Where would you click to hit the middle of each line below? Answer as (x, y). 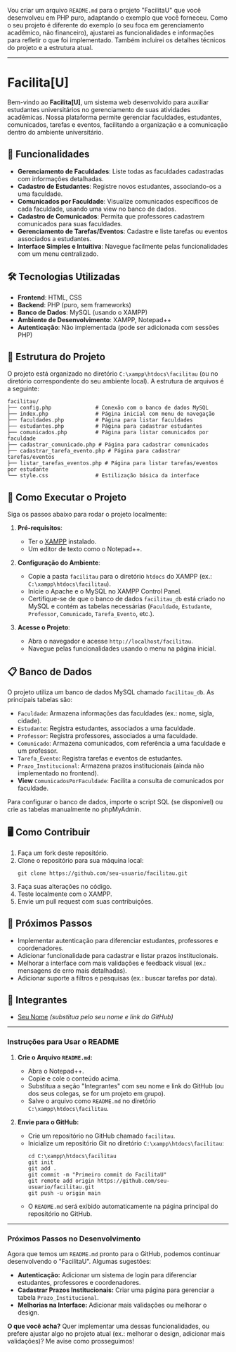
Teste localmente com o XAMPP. (65, 894)
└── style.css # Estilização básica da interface (103, 476)
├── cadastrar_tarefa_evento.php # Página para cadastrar (94, 451)
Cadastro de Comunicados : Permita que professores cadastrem (111, 216)
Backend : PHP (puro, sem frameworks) (74, 305)
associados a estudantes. (54, 238)
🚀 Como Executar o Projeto (67, 497)
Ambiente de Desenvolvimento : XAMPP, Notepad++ (94, 319)
